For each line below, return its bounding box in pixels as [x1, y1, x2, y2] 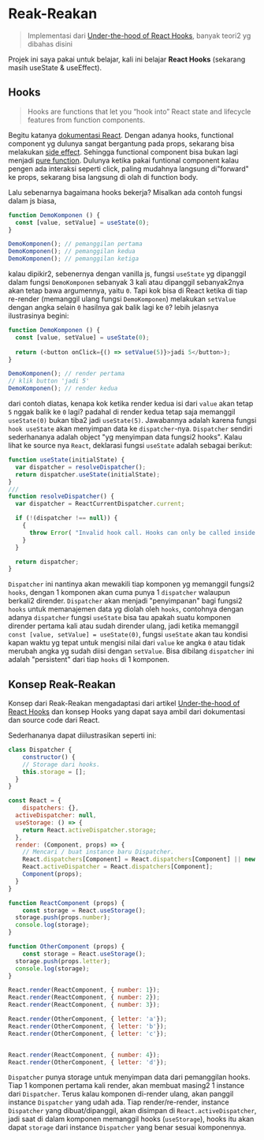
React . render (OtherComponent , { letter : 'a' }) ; [8, 1015, 168, 1023]
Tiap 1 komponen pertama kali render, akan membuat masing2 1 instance [8, 1081, 245, 1090]
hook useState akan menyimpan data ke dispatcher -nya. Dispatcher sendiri [8, 424, 253, 433]
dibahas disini [27, 39, 73, 48]
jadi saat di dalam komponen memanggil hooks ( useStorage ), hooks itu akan [8, 1114, 255, 1124]
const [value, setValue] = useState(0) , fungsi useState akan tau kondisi [8, 630, 248, 639]
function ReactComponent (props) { [8, 899, 125, 907]
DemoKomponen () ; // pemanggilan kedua [8, 248, 136, 256]
